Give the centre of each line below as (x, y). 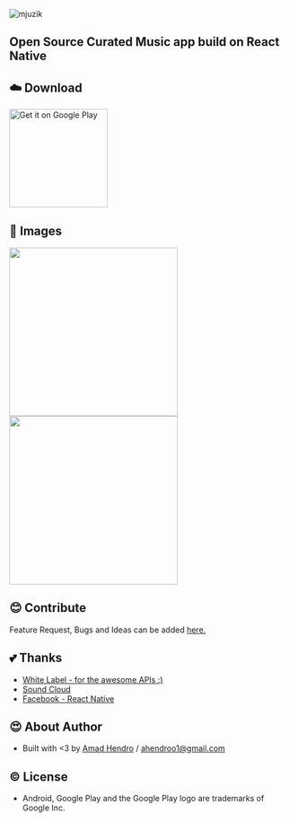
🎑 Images (36, 230)
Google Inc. (44, 808)
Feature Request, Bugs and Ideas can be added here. (108, 630)
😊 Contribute (48, 608)
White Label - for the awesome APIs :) (92, 679)
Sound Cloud (47, 689)
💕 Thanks (36, 658)
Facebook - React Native (68, 698)
